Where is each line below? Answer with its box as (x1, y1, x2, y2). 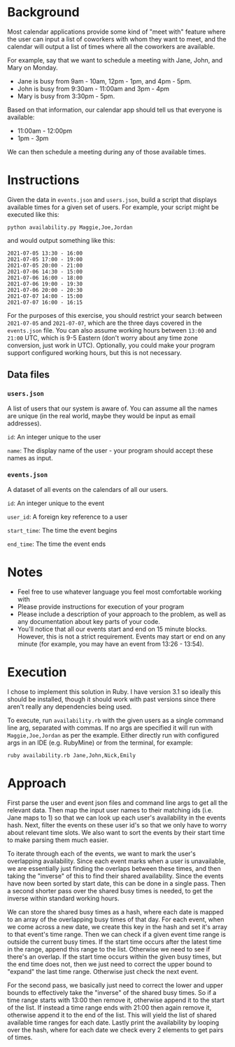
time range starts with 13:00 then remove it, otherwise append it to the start (7, 996, 225, 1004)
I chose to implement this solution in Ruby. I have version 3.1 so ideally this (7, 687, 222, 695)
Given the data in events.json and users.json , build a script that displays (7, 195, 217, 204)
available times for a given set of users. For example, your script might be (7, 203, 219, 211)
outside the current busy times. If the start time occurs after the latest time (7, 938, 222, 946)
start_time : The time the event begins (7, 526, 117, 534)
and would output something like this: (7, 236, 115, 244)
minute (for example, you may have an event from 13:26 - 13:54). (17, 639, 204, 648)
